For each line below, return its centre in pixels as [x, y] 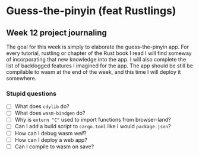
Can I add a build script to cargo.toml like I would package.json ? [93, 126]
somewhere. [21, 78]
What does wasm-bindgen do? [50, 113]
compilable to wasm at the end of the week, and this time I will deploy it [94, 72]
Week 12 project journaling [56, 33]
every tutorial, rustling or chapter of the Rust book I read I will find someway [99, 53]
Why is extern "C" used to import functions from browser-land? [93, 120]
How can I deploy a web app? [51, 139]
